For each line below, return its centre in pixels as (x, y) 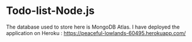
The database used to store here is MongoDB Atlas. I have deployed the (93, 27)
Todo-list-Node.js (50, 11)
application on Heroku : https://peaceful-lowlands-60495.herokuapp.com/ (96, 33)
